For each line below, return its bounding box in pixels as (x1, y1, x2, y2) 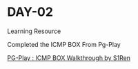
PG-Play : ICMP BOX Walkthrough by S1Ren (7, 53, 131, 62)
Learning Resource (7, 27, 61, 35)
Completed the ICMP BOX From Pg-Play (7, 40, 121, 48)
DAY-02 (7, 4, 54, 20)
